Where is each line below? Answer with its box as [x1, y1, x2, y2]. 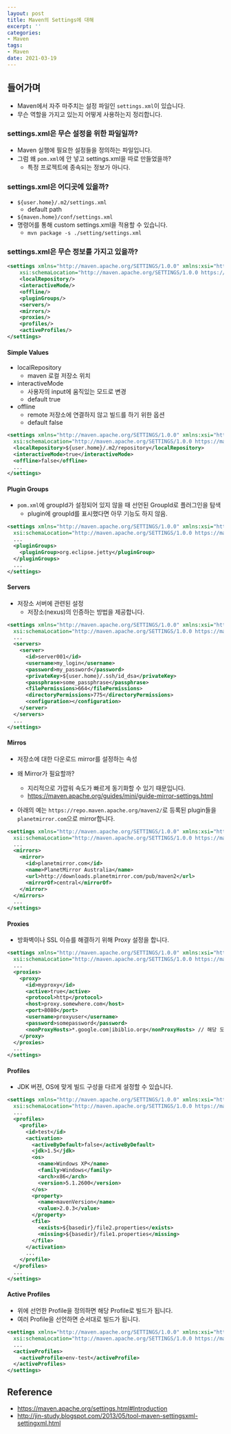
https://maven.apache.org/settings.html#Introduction [16, 1404, 168, 1413]
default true [27, 395, 60, 404]
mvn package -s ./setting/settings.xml [27, 230, 142, 237]
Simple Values [7, 348, 49, 356]
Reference [7, 1386, 53, 1398]
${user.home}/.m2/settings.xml [16, 199, 107, 206]
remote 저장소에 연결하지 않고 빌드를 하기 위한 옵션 [27, 410, 165, 419]
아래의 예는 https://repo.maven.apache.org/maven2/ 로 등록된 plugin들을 [16, 806, 217, 814]
